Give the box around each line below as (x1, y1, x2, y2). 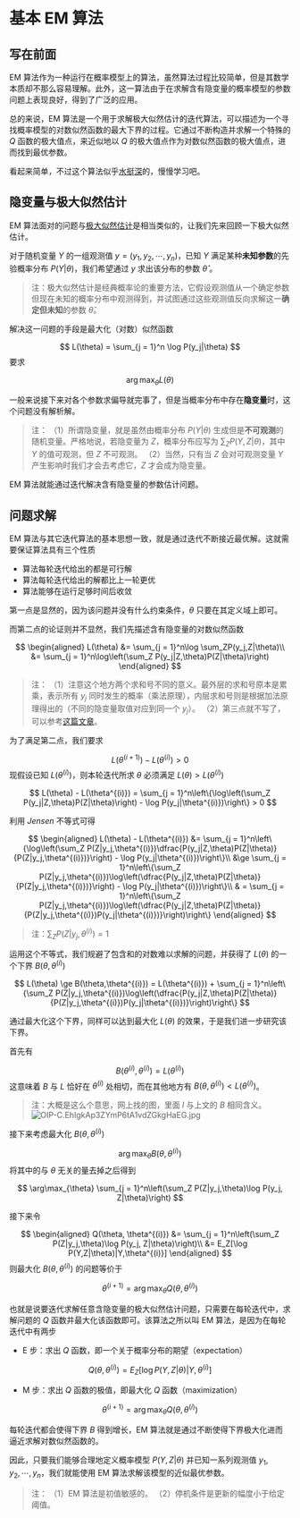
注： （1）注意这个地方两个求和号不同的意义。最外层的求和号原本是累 (30, 679, 287, 690)
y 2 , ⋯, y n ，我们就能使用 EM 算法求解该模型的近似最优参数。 (9, 1468, 229, 1480)
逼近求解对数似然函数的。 (9, 1436, 104, 1446)
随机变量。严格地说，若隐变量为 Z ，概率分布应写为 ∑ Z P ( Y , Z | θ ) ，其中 (30, 436, 286, 449)
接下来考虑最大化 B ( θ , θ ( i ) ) (9, 1127, 105, 1139)
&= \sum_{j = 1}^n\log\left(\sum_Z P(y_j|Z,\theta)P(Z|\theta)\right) (30, 651, 270, 662)
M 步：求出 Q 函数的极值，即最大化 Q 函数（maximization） (21, 1385, 243, 1395)
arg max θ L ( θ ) (126, 374, 174, 387)
